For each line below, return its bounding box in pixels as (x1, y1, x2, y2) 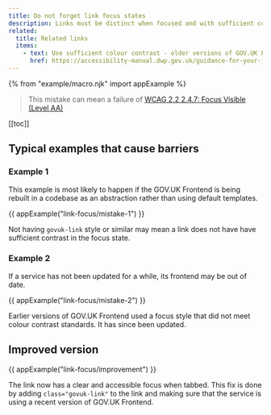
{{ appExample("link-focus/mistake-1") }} (8, 209, 145, 218)
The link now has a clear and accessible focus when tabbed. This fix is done (8, 380, 262, 389)
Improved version (8, 343, 99, 357)
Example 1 (8, 166, 49, 177)
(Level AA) (27, 102, 64, 113)
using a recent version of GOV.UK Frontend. (8, 396, 154, 407)
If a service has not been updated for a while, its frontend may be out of (8, 271, 248, 280)
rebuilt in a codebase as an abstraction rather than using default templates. (8, 193, 258, 202)
